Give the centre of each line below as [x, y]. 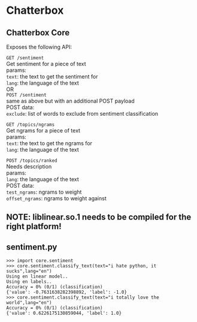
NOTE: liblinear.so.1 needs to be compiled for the [99, 217]
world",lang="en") [29, 303]
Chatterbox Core [38, 33]
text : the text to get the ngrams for [49, 143]
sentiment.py [32, 247]
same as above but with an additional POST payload [70, 101]
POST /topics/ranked [32, 161]
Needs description [29, 166]
